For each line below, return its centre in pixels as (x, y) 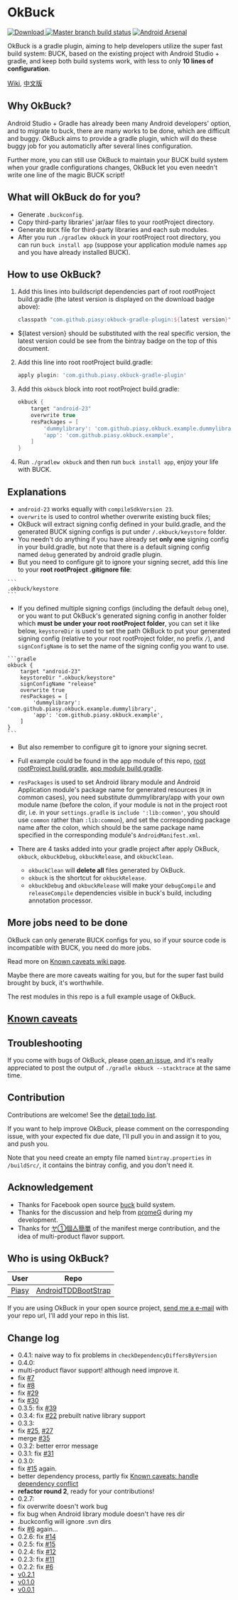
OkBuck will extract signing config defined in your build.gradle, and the (121, 524)
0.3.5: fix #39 (37, 1408)
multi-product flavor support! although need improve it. (98, 1370)
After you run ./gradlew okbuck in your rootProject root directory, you (119, 237)
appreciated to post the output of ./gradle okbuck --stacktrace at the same (119, 1068)
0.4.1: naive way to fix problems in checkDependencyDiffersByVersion (117, 1355)
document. (33, 349)
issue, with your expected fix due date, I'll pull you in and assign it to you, (114, 1136)
